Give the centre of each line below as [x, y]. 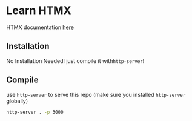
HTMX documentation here [40, 27]
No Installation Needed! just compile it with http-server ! [75, 60]
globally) [17, 101]
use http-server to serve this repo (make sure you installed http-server [96, 94]
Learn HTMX [39, 11]
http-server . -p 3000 [35, 112]
